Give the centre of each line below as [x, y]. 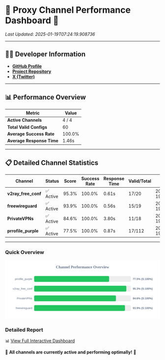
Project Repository [32, 71]
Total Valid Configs [27, 127]
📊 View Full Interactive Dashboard [40, 341]
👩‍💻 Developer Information [45, 54]
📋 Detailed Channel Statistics [52, 163]
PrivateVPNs [20, 218]
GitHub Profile [27, 66]
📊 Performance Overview [45, 97]
